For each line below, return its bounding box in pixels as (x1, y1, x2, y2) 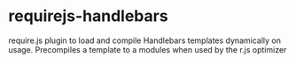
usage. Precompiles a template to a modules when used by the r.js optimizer (8, 44, 287, 54)
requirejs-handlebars (8, 6, 169, 26)
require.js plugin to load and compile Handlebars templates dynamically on (8, 35, 281, 46)
